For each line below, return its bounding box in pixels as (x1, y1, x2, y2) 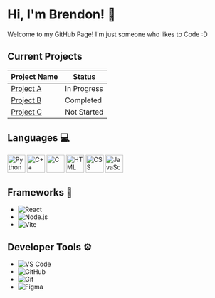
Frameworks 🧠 (7, 186, 73, 198)
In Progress (65, 83, 103, 93)
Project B (11, 95, 41, 105)
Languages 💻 (7, 132, 70, 144)
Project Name (11, 71, 58, 81)
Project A (11, 83, 42, 93)
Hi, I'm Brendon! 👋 (7, 6, 116, 23)
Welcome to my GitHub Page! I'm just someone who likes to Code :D (7, 30, 208, 38)
